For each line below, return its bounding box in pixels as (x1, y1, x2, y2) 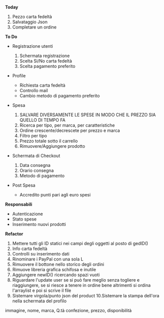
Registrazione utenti (12, 43, 53, 49)
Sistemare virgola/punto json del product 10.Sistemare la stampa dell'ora (12, 293, 160, 298)
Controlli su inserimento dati (12, 251, 70, 256)
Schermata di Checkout (12, 153, 61, 159)
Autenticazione (12, 211, 43, 217)
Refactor (5, 231, 24, 237)
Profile (12, 73, 26, 78)
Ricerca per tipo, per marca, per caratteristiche (19, 123, 115, 128)
